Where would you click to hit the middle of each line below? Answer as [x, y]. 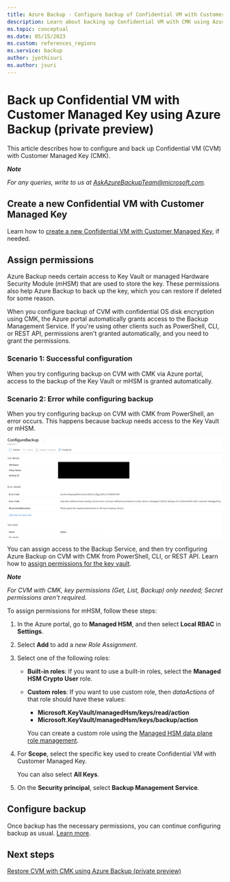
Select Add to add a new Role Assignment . [77, 644]
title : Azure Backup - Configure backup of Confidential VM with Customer [116, 14]
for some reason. [31, 298]
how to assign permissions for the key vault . [69, 563]
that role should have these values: [77, 699]
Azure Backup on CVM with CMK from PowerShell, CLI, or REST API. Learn [113, 556]
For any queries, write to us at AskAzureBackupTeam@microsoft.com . [106, 182]
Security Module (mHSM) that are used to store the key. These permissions [113, 284]
